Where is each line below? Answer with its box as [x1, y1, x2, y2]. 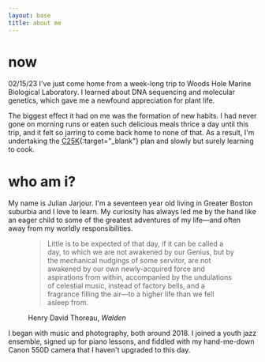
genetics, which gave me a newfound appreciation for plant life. [8, 96, 215, 105]
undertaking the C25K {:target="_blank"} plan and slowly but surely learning [8, 136, 254, 146]
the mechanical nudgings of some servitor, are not [47, 256, 211, 266]
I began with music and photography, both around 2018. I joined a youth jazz [8, 329, 257, 338]
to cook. [8, 145, 35, 154]
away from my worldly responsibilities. [8, 224, 133, 233]
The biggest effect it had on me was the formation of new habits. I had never [8, 111, 257, 121]
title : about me [8, 19, 62, 27]
